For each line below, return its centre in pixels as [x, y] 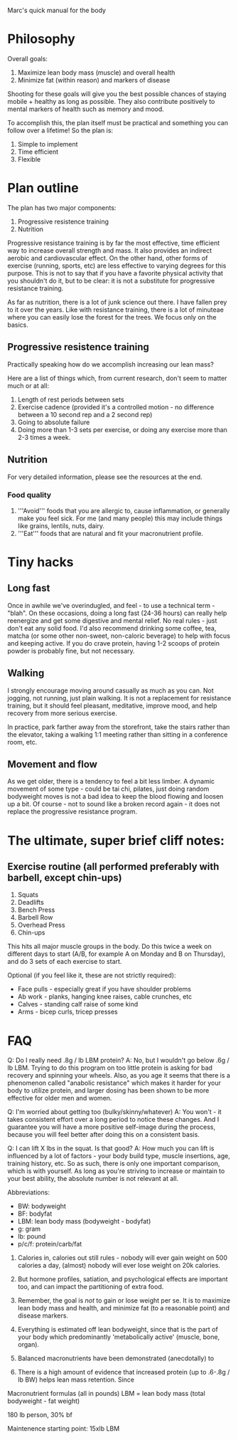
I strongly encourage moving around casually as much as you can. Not [111, 690]
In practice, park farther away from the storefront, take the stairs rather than [119, 727]
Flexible [29, 159]
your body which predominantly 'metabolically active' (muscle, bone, [119, 1337]
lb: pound [32, 1236]
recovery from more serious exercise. [62, 713]
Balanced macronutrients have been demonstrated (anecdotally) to [116, 1358]
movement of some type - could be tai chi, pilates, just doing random [108, 789]
